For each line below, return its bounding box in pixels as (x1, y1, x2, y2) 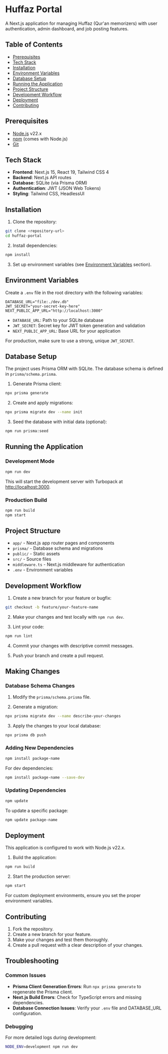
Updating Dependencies (5, 787, 66, 794)
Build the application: (12, 855, 57, 861)
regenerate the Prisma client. (12, 989, 73, 995)
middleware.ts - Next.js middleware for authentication (12, 561, 125, 567)
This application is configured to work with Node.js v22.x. (5, 844, 125, 851)
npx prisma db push (5, 733, 47, 738)
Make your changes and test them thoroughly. (12, 937, 109, 943)
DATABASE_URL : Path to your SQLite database (12, 317, 104, 323)
